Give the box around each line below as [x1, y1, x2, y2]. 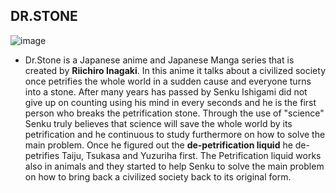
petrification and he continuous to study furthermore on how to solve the [24, 128, 326, 140]
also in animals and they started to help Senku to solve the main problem [24, 160, 325, 172]
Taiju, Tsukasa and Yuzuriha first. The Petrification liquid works [61, 149, 322, 161]
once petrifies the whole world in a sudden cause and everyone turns [24, 75, 312, 87]
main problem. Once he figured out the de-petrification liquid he [24, 139, 293, 151]
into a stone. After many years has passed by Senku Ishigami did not [24, 85, 308, 98]
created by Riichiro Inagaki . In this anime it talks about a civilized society [24, 64, 326, 76]
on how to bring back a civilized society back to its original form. [24, 170, 292, 183]
